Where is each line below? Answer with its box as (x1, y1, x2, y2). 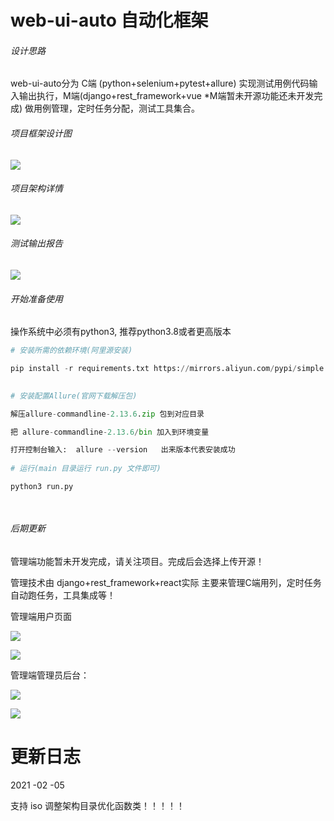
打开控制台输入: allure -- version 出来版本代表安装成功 (10, 445, 236, 455)
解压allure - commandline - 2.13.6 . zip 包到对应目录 (10, 409, 205, 419)
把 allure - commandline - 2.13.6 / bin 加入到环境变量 (10, 427, 210, 437)
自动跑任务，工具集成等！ (10, 589, 116, 601)
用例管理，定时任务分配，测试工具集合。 (33, 102, 201, 115)
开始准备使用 (10, 292, 63, 305)
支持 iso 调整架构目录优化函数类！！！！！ (10, 799, 186, 811)
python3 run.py (10, 482, 74, 492)
